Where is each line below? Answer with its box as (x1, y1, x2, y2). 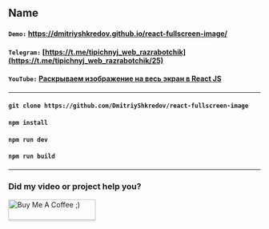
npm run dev (8, 135, 48, 143)
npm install (8, 119, 48, 127)
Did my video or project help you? (8, 180, 142, 191)
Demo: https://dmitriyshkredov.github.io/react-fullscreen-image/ (8, 28, 228, 38)
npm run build (8, 152, 56, 161)
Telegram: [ (8, 47, 46, 57)
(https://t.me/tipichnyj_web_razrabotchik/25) (8, 55, 164, 65)
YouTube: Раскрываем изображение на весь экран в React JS (8, 74, 222, 83)
